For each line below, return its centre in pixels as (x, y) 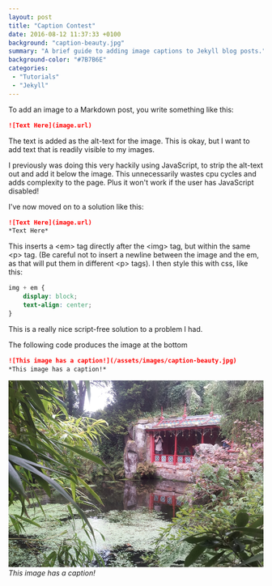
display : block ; (51, 297)
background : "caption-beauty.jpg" (67, 43)
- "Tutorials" (36, 77)
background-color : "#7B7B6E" (57, 60)
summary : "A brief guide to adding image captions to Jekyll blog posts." (137, 51)
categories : (28, 69)
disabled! (23, 191)
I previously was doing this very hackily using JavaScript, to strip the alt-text (136, 165)
